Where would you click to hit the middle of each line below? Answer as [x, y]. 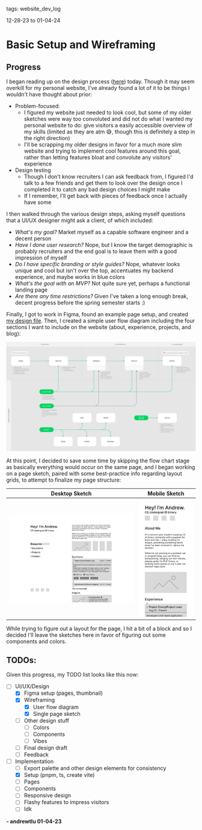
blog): [14, 334]
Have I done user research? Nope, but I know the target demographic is [104, 245]
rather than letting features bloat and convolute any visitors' [98, 157]
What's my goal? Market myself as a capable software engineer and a [102, 232]
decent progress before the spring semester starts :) [80, 302]
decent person [33, 238]
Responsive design [47, 796]
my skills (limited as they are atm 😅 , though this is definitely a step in [109, 132]
